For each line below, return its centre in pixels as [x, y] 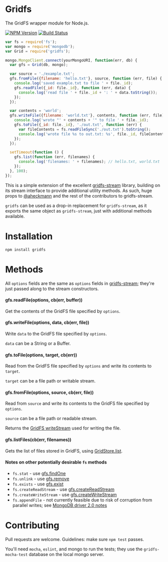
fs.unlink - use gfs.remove [41, 478]
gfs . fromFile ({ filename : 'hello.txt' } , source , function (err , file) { [86, 78]
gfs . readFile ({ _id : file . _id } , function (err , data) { [72, 88]
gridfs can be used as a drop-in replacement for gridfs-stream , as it [76, 205]
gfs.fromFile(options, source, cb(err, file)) [49, 392]
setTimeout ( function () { [37, 152]
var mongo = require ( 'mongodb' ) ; [40, 46]
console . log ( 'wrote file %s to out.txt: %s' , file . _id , [78, 134]
